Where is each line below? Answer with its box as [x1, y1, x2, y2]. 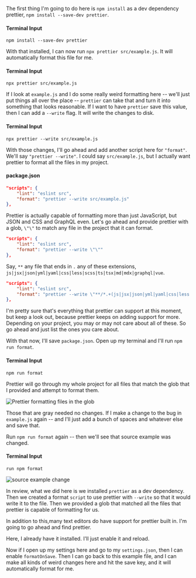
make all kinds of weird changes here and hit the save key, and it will [6, 559, 171, 566]
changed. [6, 439, 29, 446]
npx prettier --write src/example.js [6, 136, 98, 142]
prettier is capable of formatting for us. [6, 506, 99, 513]
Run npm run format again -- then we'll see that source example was [6, 433, 171, 440]
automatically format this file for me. [6, 54, 94, 61]
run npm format [6, 465, 43, 471]
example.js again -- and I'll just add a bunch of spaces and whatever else [6, 416, 183, 423]
